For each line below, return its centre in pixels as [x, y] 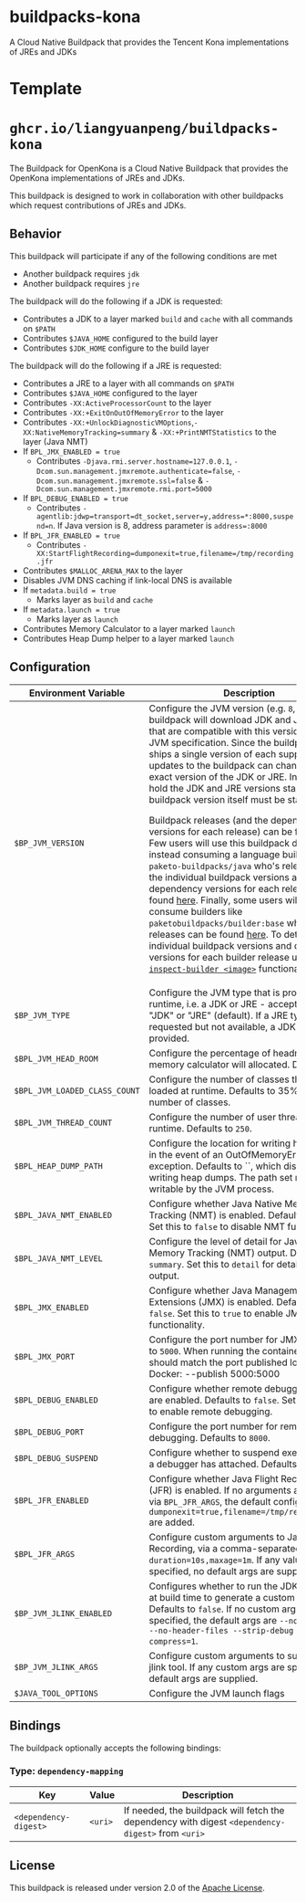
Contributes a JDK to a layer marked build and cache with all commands [158, 319]
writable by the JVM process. [212, 1189]
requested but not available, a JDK [222, 1026]
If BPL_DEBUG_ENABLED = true [76, 498]
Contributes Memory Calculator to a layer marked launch [128, 628]
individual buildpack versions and [220, 945]
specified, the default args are [213, 1620]
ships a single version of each [213, 753]
